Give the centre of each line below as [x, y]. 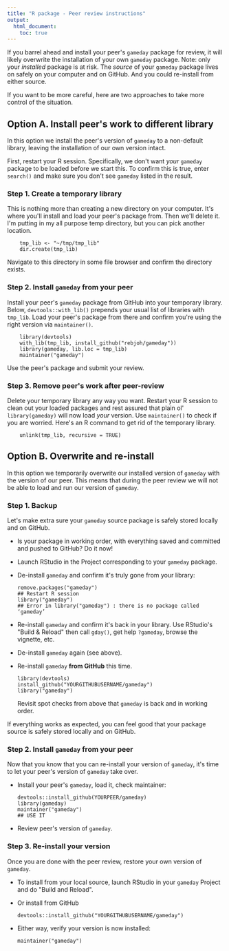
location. [20, 231]
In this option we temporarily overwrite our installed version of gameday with [113, 473]
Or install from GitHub [48, 903]
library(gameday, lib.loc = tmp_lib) [74, 349]
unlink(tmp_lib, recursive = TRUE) [70, 435]
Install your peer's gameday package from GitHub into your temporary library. [115, 302]
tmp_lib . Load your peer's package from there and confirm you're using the [114, 317]
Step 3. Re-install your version [59, 846]
